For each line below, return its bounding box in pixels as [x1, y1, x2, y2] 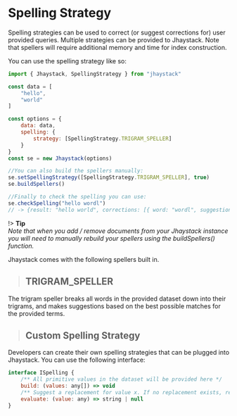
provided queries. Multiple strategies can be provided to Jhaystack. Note [8, 35, 220, 44]
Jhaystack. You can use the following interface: [8, 355, 146, 364]
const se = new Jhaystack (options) [8, 155, 113, 162]
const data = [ [8, 83, 53, 90]
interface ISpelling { [8, 370, 75, 377]
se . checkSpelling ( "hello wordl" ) [8, 199, 106, 207]
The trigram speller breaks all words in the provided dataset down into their [8, 294, 226, 303]
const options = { [8, 115, 62, 122]
